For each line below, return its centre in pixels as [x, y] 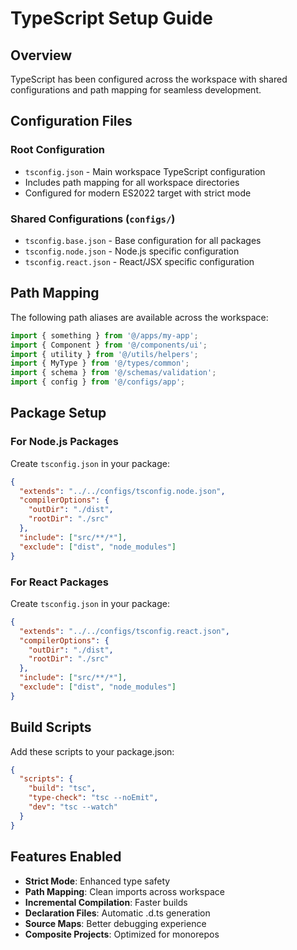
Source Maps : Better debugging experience [115, 923]
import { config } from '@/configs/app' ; [98, 382]
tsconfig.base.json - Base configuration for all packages [143, 240]
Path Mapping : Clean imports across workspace [124, 891]
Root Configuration [57, 150]
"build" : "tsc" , [62, 788]
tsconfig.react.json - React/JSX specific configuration [139, 261]
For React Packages [59, 582]
